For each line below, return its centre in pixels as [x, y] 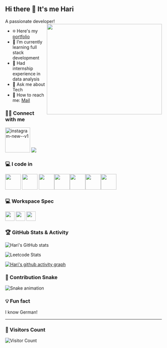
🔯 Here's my [25, 31]
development [26, 57]
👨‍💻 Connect [20, 113]
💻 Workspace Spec [30, 201]
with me [15, 119]
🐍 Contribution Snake [32, 277]
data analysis [26, 79]
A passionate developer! [30, 21]
